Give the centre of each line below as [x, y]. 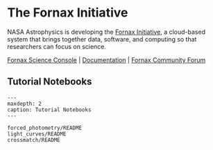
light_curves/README [37, 134]
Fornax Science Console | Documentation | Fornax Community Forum [106, 59]
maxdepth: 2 [24, 104]
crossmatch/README [34, 140]
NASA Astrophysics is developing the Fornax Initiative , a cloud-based [106, 32]
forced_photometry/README [44, 128]
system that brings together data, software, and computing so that [102, 39]
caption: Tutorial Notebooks [49, 110]
